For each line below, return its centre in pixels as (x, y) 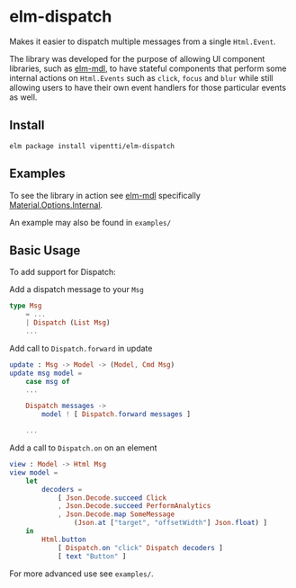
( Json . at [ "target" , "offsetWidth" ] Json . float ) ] (170, 523)
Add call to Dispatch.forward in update (81, 348)
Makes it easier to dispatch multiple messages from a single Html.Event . (143, 41)
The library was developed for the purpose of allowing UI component (137, 58)
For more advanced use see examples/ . (82, 574)
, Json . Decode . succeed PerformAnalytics (134, 506)
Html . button (64, 539)
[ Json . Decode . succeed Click (112, 498)
